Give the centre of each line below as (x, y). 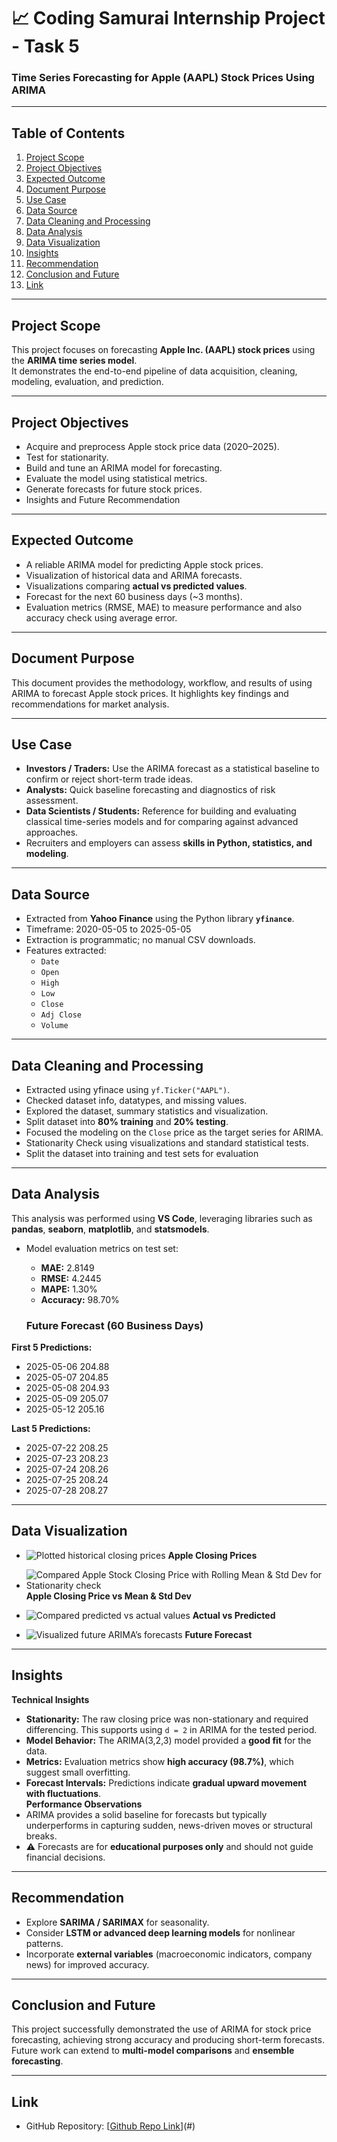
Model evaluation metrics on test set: (102, 1248)
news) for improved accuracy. (87, 1964)
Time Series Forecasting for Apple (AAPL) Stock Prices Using (163, 78)
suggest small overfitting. (78, 1772)
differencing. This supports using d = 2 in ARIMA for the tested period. (171, 1729)
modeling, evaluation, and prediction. (87, 382)
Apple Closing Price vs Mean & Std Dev (108, 1596)
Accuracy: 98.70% (80, 1299)
